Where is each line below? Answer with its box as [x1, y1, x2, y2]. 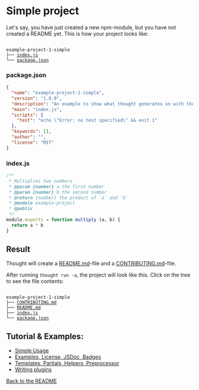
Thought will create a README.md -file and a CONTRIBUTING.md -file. [6, 260, 176, 267]
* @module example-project [8, 200, 76, 206]
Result [6, 245, 31, 255]
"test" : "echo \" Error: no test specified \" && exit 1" [17, 118, 158, 123]
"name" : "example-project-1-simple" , [11, 90, 105, 96]
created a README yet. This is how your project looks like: [6, 30, 149, 37]
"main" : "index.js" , [11, 106, 62, 112]
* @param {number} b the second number [8, 189, 108, 195]
